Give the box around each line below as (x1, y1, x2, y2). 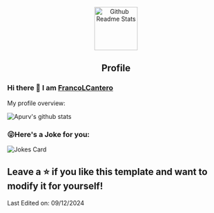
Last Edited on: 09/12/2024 (7, 198, 85, 207)
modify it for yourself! (7, 180, 104, 192)
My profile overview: (7, 99, 66, 107)
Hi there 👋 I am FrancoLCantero (7, 83, 114, 93)
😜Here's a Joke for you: (7, 129, 90, 139)
